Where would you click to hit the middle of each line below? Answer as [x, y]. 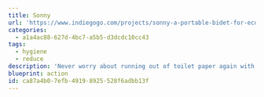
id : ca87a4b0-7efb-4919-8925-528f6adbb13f [79, 81]
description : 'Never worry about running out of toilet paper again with [132, 66]
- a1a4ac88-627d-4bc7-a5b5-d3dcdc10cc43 [82, 37]
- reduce [29, 59]
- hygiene [31, 52]
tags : [17, 45]
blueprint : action [38, 74]
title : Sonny [29, 15]
